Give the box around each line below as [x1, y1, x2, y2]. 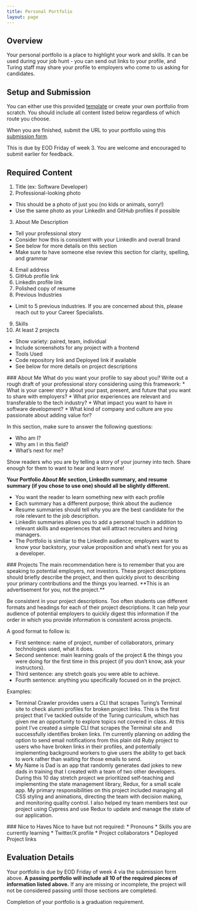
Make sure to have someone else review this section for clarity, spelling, [15, 248, 189, 256]
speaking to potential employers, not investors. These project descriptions [6, 567, 186, 574]
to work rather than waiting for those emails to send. [15, 755, 142, 762]
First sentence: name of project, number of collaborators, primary [15, 639, 174, 646]
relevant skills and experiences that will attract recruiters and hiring [15, 524, 178, 532]
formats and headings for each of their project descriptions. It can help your [6, 604, 190, 611]
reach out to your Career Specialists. [15, 309, 104, 316]
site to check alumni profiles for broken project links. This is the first [15, 705, 179, 712]
